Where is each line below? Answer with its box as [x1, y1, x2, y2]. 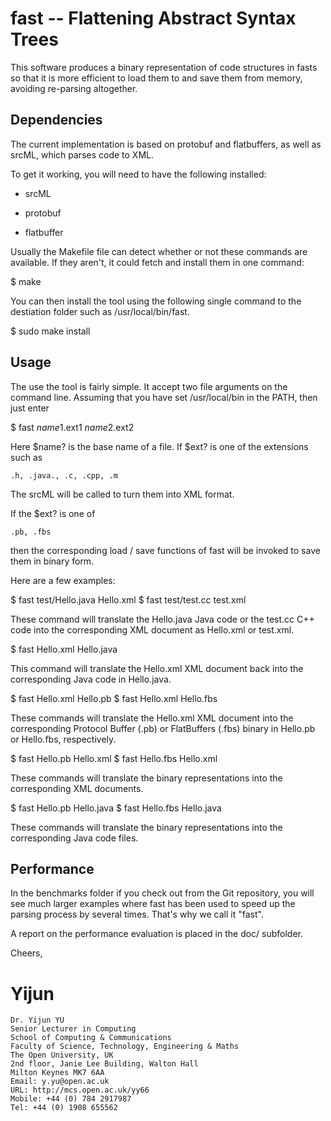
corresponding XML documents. [10, 782, 144, 794]
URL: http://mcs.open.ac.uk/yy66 [10, 1085, 150, 1096]
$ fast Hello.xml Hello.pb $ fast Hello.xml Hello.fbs [10, 692, 218, 704]
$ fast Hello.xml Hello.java [10, 643, 118, 655]
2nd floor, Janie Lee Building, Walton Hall [10, 1059, 199, 1069]
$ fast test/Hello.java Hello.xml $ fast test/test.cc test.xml [10, 593, 247, 606]
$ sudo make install [10, 325, 91, 337]
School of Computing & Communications [10, 1033, 172, 1043]
